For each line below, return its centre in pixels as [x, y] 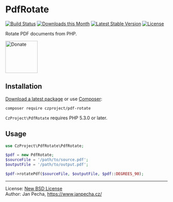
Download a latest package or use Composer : [54, 99]
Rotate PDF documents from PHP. [41, 33]
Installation [24, 87]
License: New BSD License [34, 188]
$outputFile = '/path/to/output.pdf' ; [47, 165]
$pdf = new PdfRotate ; [30, 155]
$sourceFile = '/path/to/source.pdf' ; [47, 160]
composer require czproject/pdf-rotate [48, 108]
